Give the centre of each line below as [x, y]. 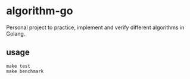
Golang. [16, 33]
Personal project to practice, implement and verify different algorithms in [95, 27]
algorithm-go [40, 11]
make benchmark [25, 71]
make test [18, 66]
